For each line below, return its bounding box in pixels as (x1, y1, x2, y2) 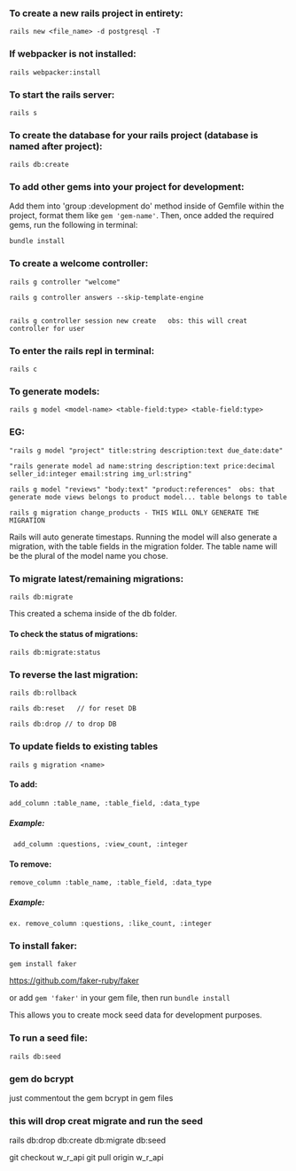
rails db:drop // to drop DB (9, 719, 117, 729)
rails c (9, 365, 38, 374)
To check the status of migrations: (9, 628, 139, 639)
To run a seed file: (9, 1032, 89, 1044)
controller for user (9, 324, 86, 333)
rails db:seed (9, 1052, 62, 1061)
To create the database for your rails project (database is (9, 129, 259, 141)
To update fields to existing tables (9, 740, 159, 752)
